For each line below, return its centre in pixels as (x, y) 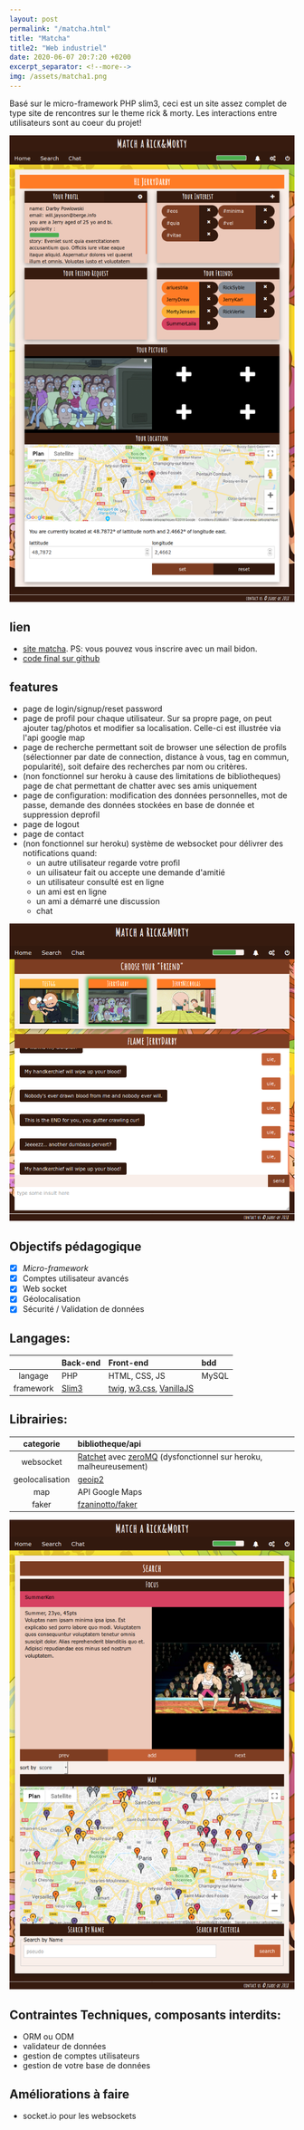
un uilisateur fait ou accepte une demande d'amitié (131, 872)
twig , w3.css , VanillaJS (151, 1388)
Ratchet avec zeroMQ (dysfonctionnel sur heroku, (170, 1457)
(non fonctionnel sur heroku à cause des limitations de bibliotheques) (152, 776)
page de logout (51, 824)
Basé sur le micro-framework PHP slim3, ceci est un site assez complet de (148, 103)
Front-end (128, 1363)
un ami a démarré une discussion (98, 901)
